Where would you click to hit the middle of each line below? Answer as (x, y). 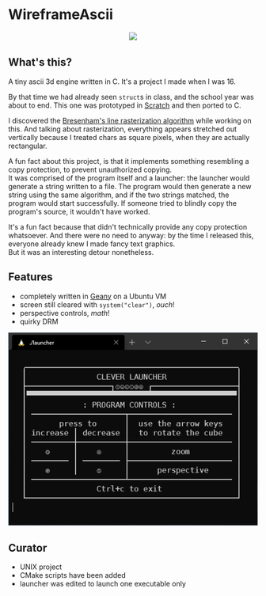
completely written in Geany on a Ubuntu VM (93, 296)
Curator (28, 548)
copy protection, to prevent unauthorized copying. (90, 169)
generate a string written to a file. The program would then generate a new (130, 186)
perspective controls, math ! (65, 313)
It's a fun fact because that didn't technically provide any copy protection (128, 226)
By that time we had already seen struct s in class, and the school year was (131, 97)
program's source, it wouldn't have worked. (79, 211)
